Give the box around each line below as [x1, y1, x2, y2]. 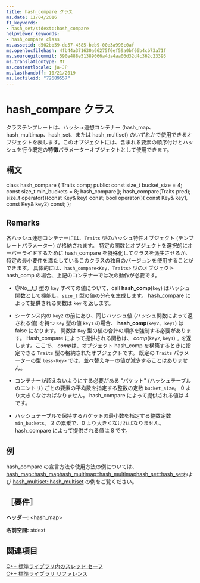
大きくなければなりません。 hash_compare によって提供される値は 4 [20, 391, 189, 399]
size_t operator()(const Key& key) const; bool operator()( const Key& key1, [6, 194, 188, 201]
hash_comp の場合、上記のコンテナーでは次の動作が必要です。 [6, 272, 161, 279]
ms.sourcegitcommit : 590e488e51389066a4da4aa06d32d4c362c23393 [6, 53, 167, 59]
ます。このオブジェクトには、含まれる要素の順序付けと [47, 138, 183, 146]
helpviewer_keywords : [6, 31, 60, 37]
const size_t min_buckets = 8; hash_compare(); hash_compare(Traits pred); [6, 187, 191, 195]
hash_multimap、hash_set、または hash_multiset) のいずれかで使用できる [6, 131, 187, 138]
